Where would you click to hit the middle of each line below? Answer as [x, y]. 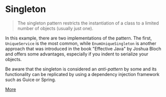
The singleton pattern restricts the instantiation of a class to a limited [88, 23]
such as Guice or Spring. [31, 79]
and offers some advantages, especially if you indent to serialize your [77, 54]
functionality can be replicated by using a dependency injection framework [82, 74]
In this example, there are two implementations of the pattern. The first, [78, 38]
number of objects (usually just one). [55, 28]
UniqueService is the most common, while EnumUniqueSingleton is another [81, 43]
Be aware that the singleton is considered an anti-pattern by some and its [81, 69]
